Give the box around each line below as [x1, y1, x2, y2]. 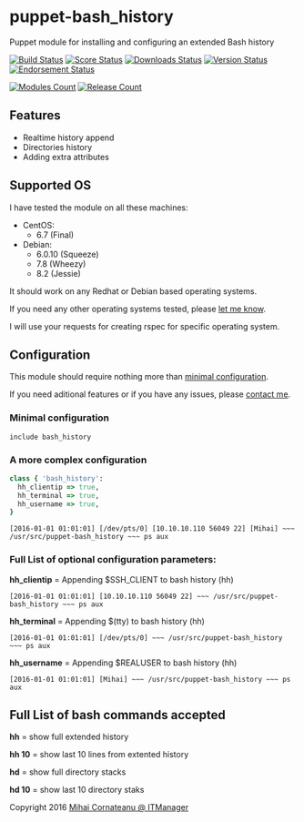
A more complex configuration [9, 453, 147, 466]
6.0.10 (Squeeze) [35, 249, 99, 259]
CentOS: [22, 219, 55, 230]
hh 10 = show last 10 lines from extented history [9, 749, 189, 760]
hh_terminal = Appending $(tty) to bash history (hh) [9, 615, 205, 626]
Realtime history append [22, 132, 115, 143]
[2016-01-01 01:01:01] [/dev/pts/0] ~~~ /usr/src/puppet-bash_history [9, 633, 283, 643]
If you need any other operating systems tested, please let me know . [9, 303, 267, 314]
